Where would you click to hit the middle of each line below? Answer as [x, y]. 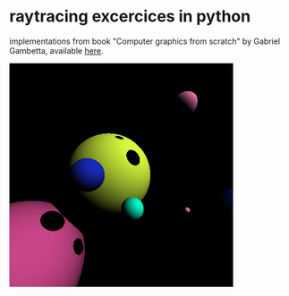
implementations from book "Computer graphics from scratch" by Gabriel [144, 41]
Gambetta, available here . [57, 50]
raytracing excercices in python [130, 17]
